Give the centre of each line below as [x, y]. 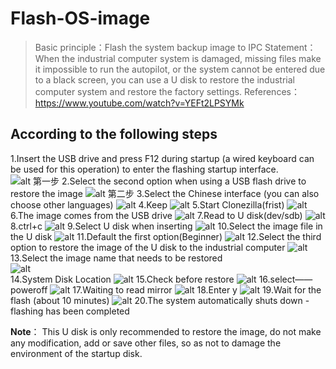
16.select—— [285, 279]
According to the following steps [114, 134]
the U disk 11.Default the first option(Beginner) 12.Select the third [166, 236]
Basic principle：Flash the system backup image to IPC [148, 47]
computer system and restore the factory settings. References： [167, 91]
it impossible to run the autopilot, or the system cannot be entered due [180, 69]
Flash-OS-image [80, 18]
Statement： [290, 47]
